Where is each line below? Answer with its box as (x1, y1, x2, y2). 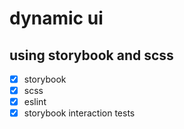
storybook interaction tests (23, 107, 136, 119)
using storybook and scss (9, 47, 174, 64)
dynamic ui (9, 7, 104, 30)
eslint (23, 96, 47, 108)
